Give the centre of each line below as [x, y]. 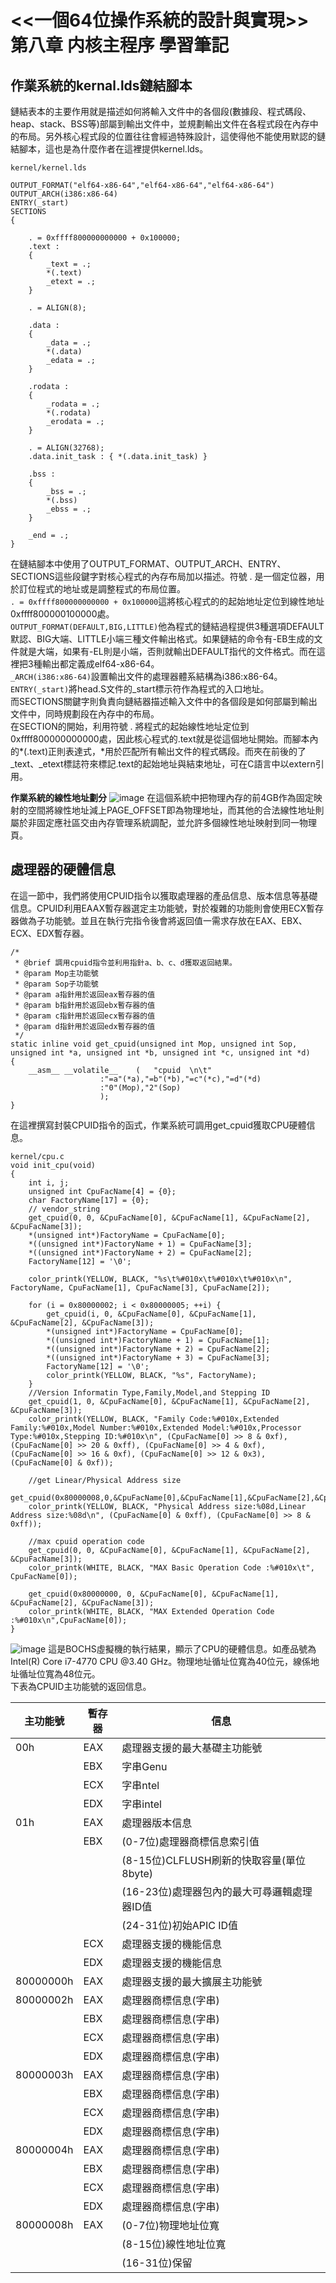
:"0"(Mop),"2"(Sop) [140, 1087]
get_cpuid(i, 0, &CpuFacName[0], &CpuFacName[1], [151, 1314]
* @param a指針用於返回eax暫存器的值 [85, 994]
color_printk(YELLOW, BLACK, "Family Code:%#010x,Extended [154, 1419]
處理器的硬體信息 [63, 869]
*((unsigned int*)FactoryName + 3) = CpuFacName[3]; [158, 1357]
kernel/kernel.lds [48, 168]
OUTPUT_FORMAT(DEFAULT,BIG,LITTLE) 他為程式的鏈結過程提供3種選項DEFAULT [167, 626]
